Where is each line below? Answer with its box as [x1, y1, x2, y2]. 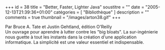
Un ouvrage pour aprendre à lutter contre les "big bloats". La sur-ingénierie [5, 29, 158, 34]
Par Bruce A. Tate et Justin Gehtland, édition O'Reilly [5, 24, 112, 30]
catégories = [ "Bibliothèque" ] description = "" [53, 9, 149, 15]
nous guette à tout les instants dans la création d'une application [5, 34, 137, 40]
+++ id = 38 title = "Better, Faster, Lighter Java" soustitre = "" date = [5, 4, 145, 10]
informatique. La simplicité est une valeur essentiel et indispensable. [5, 39, 144, 45]
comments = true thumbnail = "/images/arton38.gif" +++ [5, 15, 121, 20]
